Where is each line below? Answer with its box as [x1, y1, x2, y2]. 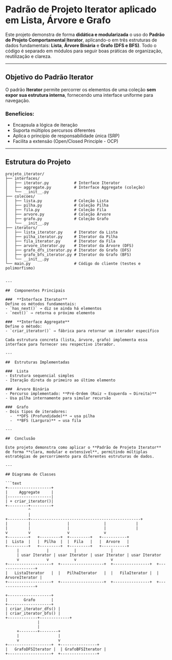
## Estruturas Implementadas [5, 360, 70, 365]
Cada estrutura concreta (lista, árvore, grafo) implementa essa [5, 337, 147, 342]
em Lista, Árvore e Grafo [5, 14, 111, 26]
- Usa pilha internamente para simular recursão [5, 396, 111, 401]
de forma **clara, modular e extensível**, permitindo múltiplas [5, 449, 147, 455]
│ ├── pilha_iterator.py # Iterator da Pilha [5, 234, 118, 239]
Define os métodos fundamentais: [5, 301, 77, 306]
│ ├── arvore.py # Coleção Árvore [5, 212, 111, 217]
